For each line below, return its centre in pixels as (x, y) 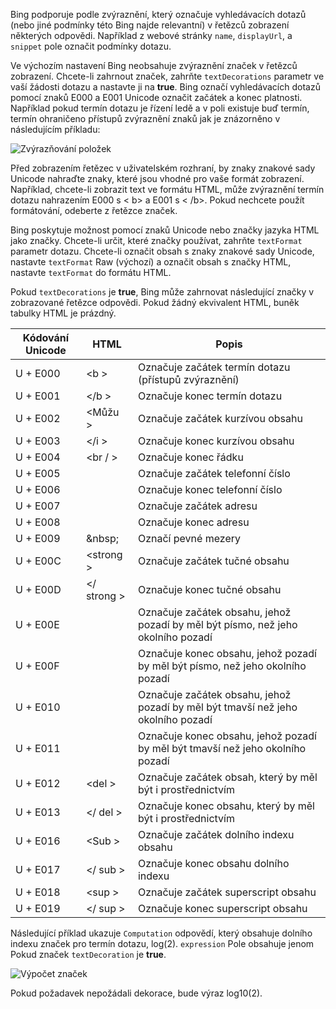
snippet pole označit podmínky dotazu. (91, 46)
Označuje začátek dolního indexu (216, 834)
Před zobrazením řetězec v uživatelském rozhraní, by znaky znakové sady (163, 168)
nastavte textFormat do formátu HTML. (91, 272)
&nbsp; (102, 538)
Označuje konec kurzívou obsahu (216, 441)
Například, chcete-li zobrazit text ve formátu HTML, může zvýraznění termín (167, 189)
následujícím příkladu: (55, 129)
